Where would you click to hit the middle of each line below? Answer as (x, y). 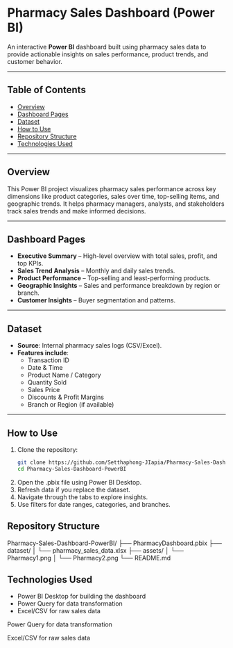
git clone (32, 462)
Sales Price (44, 390)
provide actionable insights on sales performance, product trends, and (108, 54)
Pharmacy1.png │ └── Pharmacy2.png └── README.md (89, 558)
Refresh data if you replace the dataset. (74, 489)
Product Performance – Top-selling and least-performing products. (114, 278)
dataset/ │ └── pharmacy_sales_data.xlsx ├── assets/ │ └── (95, 550)
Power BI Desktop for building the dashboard (81, 597)
